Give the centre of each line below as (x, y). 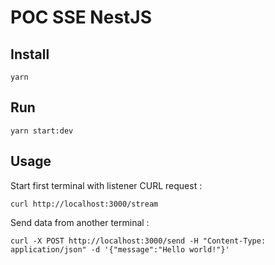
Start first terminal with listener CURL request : (106, 185)
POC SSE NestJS (81, 17)
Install (30, 54)
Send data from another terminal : (80, 222)
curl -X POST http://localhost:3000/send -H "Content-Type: (138, 241)
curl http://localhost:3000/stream (84, 204)
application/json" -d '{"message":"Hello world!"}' (120, 249)
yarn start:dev (42, 131)
